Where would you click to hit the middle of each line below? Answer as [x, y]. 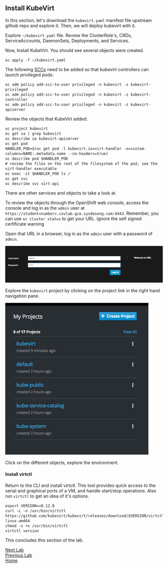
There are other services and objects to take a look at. [61, 193]
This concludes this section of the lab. [44, 540]
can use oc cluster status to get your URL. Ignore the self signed [73, 218]
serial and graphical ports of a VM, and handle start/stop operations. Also [81, 490]
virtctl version [22, 531]
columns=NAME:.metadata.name [35, 154]
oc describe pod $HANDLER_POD [37, 159]
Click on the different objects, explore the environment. [62, 463]
